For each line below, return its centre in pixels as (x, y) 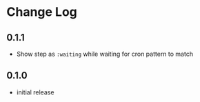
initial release (35, 92)
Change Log (42, 12)
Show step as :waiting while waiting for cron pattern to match (105, 54)
